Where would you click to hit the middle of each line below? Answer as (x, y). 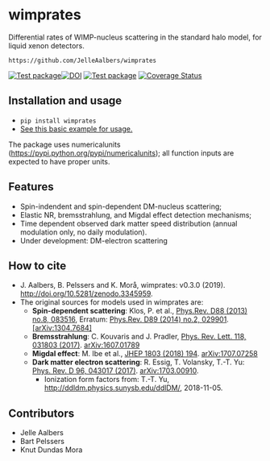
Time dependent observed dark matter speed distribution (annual (129, 223)
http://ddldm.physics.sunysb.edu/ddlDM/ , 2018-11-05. (133, 388)
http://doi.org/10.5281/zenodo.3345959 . (86, 294)
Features (31, 187)
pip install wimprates (58, 121)
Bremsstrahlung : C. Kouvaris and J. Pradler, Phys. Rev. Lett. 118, (139, 337)
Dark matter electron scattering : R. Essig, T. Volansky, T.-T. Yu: (138, 362)
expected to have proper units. (59, 161)
